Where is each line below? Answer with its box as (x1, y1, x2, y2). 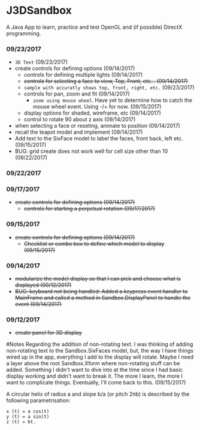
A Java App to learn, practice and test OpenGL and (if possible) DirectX (6, 23, 183, 31)
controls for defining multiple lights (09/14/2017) (23, 71, 143, 79)
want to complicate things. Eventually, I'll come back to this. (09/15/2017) (6, 379, 186, 386)
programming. (6, 29, 41, 37)
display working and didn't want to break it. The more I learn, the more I (6, 372, 183, 380)
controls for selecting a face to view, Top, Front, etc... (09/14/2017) (23, 77, 189, 85)
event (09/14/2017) (14, 300, 62, 308)
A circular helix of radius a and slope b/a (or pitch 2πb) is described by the (6, 390, 190, 398)
